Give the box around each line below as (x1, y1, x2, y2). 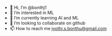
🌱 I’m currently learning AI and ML (9, 15, 79, 20)
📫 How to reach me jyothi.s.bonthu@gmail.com (9, 26, 107, 31)
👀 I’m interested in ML (9, 10, 54, 16)
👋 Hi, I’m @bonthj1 (9, 5, 47, 10)
